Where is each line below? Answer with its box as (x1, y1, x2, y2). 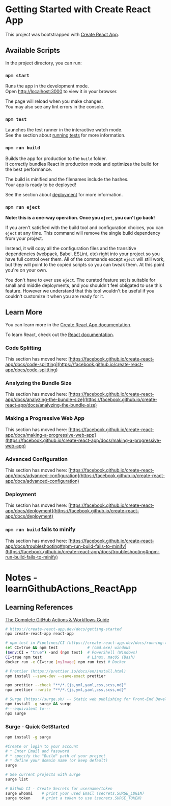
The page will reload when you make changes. (5, 98, 103, 104)
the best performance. (5, 166, 52, 172)
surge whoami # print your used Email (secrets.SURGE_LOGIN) (5, 791, 145, 796)
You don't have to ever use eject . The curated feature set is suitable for (5, 277, 156, 283)
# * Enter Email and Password (5, 748, 70, 754)
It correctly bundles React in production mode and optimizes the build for (5, 161, 159, 167)
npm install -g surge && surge (5, 702, 72, 707)
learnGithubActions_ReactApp (5, 583, 137, 594)
